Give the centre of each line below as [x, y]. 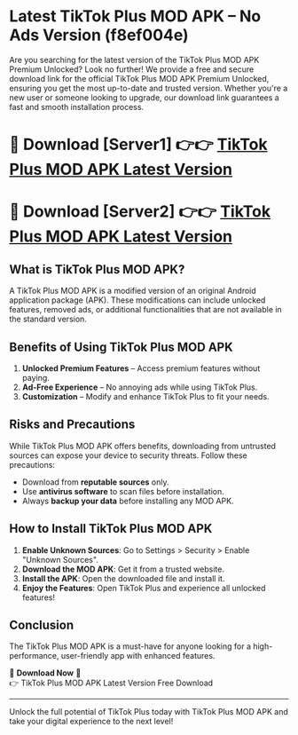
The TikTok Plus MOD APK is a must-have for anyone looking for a [130, 646]
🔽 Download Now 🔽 [45, 673]
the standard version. [48, 319]
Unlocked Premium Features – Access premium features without [141, 368]
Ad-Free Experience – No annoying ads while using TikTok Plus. [140, 387]
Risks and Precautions [72, 425]
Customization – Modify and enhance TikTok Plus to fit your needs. [145, 396]
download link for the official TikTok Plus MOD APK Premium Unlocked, [139, 78]
